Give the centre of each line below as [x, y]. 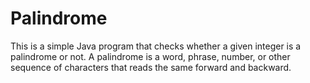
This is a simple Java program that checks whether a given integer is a [156, 46]
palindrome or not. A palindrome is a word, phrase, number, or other [150, 56]
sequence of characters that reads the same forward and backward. [151, 67]
